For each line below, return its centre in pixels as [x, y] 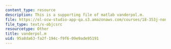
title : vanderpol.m [26, 34]
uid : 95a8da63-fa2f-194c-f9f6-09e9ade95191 [52, 39]
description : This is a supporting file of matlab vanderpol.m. [75, 15]
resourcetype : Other [27, 29]
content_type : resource [31, 10]
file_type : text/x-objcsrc [34, 24]
